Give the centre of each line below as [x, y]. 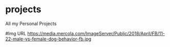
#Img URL [16, 33]
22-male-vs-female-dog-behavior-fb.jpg [48, 39]
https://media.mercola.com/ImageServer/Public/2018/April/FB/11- [96, 33]
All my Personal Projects [31, 24]
